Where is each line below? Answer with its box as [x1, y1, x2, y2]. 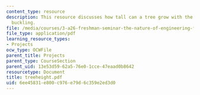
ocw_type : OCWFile [6, 47, 52, 53]
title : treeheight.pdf [6, 74, 62, 80]
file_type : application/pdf [6, 31, 76, 37]
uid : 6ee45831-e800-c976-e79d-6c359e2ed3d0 [6, 80, 116, 86]
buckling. [11, 19, 36, 25]
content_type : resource [6, 8, 65, 15]
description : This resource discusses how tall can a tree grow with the [6, 14, 193, 20]
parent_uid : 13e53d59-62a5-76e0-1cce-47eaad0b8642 [6, 63, 135, 70]
